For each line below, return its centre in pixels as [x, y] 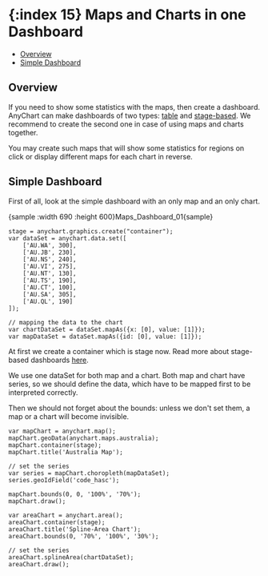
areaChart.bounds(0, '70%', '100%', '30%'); [84, 536]
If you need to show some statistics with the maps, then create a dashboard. [134, 107]
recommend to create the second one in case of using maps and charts [126, 124]
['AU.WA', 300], [50, 245]
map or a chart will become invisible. [69, 416]
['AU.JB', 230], [50, 252]
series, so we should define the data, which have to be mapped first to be [130, 384]
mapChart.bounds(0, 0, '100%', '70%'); [75, 494]
